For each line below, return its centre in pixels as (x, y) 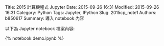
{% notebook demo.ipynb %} (35, 38)
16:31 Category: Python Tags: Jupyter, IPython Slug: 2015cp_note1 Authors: (81, 13)
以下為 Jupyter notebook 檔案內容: (40, 29)
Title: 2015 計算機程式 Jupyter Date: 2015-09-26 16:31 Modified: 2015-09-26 (82, 7)
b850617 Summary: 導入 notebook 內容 (45, 18)
